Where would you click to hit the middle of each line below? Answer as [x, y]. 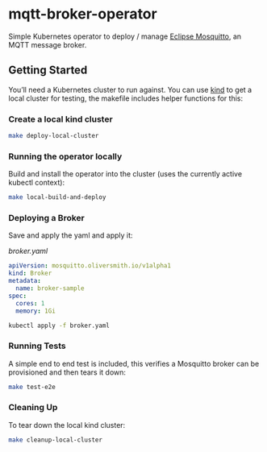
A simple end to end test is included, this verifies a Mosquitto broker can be [134, 363]
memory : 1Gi [36, 311]
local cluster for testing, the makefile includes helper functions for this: [126, 98]
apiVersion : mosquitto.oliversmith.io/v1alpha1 [90, 266]
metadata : [25, 281]
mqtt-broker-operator [83, 14]
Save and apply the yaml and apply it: [71, 235]
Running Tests [37, 346]
